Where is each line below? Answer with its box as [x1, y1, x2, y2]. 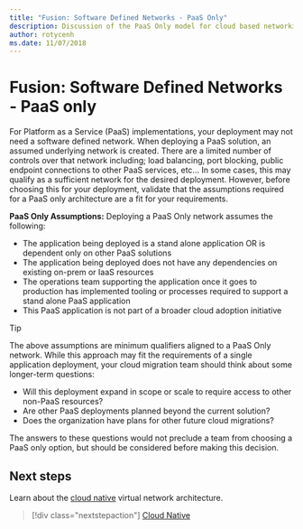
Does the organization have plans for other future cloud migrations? [22, 415, 275, 426]
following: [9, 220, 46, 231]
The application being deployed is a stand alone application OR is [22, 238, 266, 249]
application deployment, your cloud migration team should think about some [9, 359, 293, 370]
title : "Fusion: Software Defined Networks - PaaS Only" [9, 13, 228, 23]
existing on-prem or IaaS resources [22, 267, 154, 278]
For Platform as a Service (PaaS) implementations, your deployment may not [9, 126, 293, 137]
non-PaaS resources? [22, 396, 104, 407]
